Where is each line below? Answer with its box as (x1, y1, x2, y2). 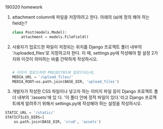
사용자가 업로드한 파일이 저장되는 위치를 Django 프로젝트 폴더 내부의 (12, 44, 142, 50)
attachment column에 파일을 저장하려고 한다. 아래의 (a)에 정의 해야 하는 (12, 14, 150, 20)
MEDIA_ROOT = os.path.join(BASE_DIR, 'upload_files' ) (12, 79, 119, 84)
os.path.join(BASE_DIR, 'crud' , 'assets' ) (14, 119, 101, 125)
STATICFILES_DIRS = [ (5, 115, 45, 120)
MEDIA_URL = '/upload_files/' (12, 74, 74, 79)
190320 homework (5, 4, 43, 10)
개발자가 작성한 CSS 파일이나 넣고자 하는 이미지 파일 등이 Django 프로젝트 (12, 89, 153, 94)
